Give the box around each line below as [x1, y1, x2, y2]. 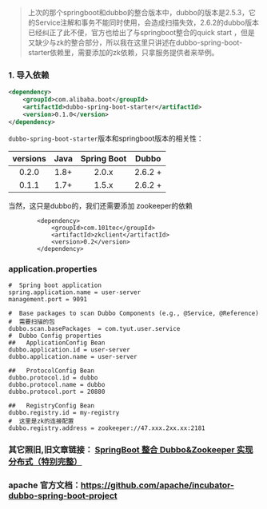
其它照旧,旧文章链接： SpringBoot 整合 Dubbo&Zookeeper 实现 [8, 443, 253, 455]
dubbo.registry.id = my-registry [8, 408, 120, 416]
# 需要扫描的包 [8, 317, 55, 326]
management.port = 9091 [8, 295, 88, 303]
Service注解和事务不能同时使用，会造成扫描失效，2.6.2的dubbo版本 [34, 18, 260, 27]
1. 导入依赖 [8, 70, 50, 81]
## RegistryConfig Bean [8, 401, 94, 410]
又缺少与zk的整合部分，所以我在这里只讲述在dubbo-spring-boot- [27, 38, 243, 47]
